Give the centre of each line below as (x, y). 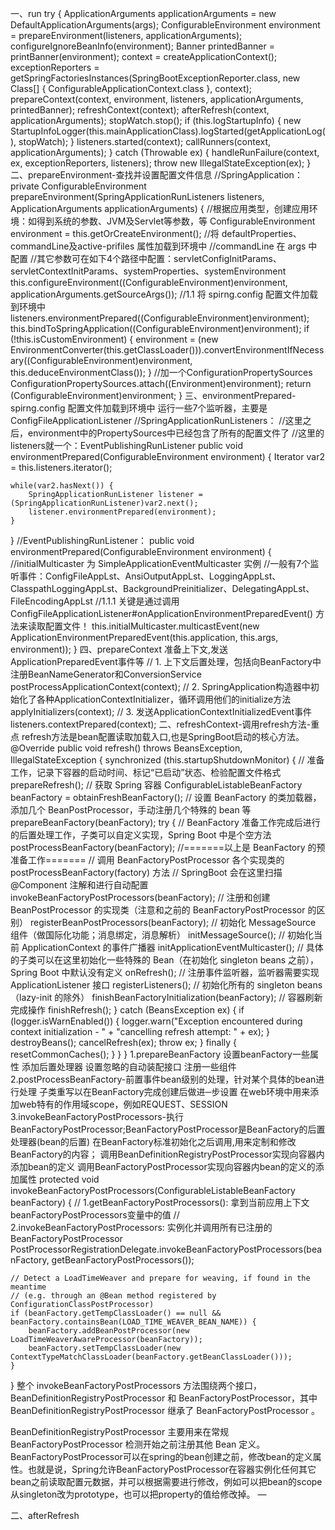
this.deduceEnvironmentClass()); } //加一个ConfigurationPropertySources (161, 372)
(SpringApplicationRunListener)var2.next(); (104, 503)
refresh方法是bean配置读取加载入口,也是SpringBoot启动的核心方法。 (163, 736)
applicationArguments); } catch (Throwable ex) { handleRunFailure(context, (165, 152)
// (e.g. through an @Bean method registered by (113, 1296)
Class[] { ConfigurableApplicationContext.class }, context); (131, 88)
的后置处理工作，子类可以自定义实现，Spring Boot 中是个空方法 (141, 835)
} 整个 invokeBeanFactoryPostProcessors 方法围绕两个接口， (136, 1385)
